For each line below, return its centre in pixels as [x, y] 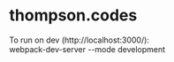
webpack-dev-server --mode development [87, 49]
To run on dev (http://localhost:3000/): [79, 40]
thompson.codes [73, 15]
